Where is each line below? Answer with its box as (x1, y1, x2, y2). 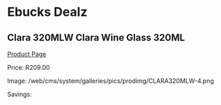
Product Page (7, 50, 47, 58)
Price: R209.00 (7, 64, 50, 71)
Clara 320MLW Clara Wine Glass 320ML (7, 32, 186, 44)
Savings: (7, 90, 33, 98)
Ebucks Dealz (7, 4, 88, 20)
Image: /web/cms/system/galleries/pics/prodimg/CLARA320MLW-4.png (7, 77, 214, 85)
